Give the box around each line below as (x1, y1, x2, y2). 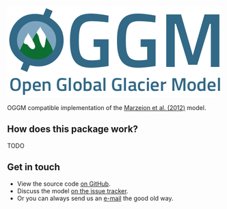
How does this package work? (7, 124, 139, 135)
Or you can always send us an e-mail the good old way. (16, 194, 174, 202)
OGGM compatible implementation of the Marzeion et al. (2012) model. (7, 104, 206, 111)
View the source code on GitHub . (16, 180, 111, 188)
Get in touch (7, 161, 60, 173)
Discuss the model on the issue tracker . (16, 186, 129, 195)
